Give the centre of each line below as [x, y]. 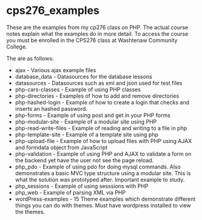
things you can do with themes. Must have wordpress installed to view [103, 205]
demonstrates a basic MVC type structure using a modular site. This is [103, 173]
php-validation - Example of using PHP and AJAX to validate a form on [103, 154]
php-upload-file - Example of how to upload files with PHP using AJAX [103, 141]
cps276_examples [53, 11]
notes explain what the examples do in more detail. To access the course [97, 33]
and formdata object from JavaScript [61, 147]
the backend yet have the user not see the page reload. [84, 160]
